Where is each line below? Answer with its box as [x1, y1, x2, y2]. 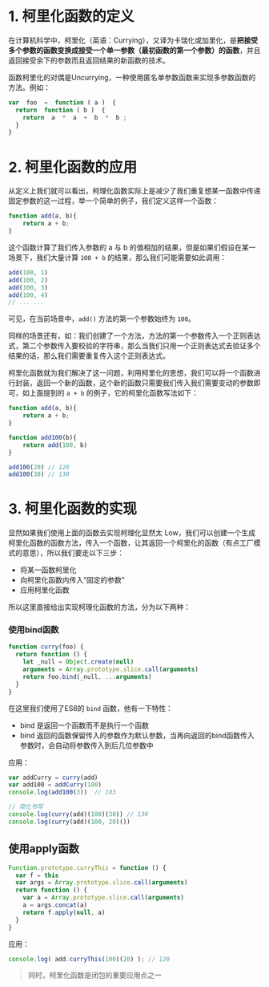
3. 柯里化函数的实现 [8, 500, 138, 518]
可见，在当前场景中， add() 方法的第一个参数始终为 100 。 [8, 314, 196, 323]
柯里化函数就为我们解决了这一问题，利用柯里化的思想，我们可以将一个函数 [8, 368, 254, 378]
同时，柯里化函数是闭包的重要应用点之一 [27, 970, 162, 980]
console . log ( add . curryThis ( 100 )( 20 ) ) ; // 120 [8, 955, 171, 963]
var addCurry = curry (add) [8, 774, 98, 782]
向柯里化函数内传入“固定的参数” [19, 575, 126, 585]
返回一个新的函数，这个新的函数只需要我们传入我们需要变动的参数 [35, 378, 254, 388]
